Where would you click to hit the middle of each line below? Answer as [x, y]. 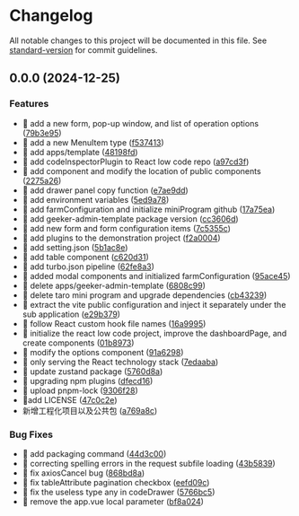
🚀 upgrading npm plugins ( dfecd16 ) [88, 380]
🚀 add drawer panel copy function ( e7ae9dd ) [105, 190]
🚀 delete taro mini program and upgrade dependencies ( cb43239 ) [145, 295]
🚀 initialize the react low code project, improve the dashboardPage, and [154, 333]
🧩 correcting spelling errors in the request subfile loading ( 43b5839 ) [149, 463]
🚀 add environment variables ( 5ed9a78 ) [96, 199]
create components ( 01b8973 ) [78, 343]
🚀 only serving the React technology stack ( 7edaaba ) [120, 362]
